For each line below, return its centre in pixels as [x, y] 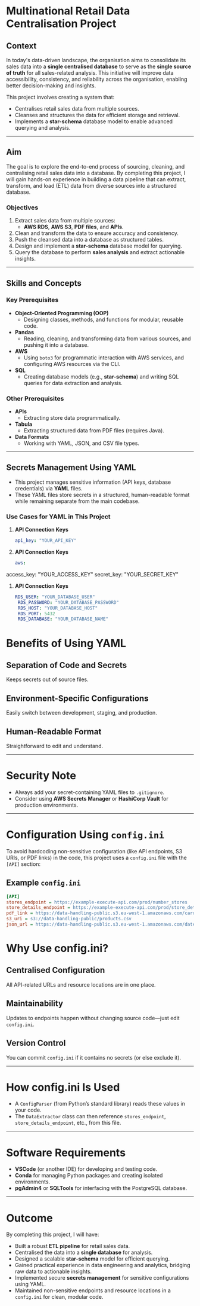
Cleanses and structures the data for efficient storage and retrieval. [97, 115]
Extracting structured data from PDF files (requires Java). [94, 431]
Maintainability [35, 1004]
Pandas [24, 332]
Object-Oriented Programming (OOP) [62, 313]
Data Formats [32, 437]
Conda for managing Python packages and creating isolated [89, 1176]
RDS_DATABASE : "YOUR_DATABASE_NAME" [63, 619]
